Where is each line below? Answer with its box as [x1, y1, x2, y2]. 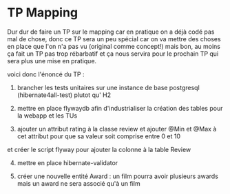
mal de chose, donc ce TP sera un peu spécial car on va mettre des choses [7, 34, 222, 43]
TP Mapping [7, 5, 78, 21]
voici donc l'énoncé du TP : [7, 70, 85, 78]
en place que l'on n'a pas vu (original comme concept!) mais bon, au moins [7, 42, 220, 50]
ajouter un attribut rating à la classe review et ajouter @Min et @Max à [17, 125, 217, 133]
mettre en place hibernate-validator [17, 158, 118, 166]
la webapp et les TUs [17, 111, 78, 120]
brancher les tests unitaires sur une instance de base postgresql [17, 83, 200, 91]
